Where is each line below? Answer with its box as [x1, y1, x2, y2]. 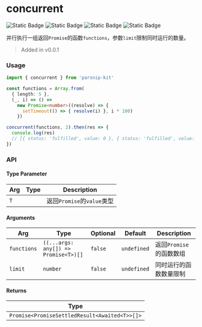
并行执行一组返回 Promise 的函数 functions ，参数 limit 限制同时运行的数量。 [6, 34, 189, 41]
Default [124, 229, 146, 237]
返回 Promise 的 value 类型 [46, 197, 114, 205]
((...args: [43, 239, 74, 246]
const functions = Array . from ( [6, 86, 85, 92]
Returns [6, 287, 27, 294]
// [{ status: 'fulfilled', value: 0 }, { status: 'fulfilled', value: [11, 136, 195, 142]
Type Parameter [6, 170, 47, 177]
